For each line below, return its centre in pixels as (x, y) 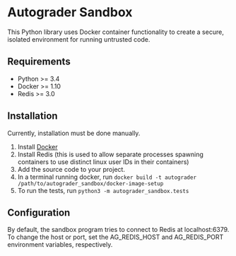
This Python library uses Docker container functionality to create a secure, (116, 32)
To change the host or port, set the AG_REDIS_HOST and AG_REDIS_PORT (116, 237)
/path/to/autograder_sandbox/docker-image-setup (90, 184)
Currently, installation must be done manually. (74, 133)
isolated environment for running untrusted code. (79, 39)
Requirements (39, 62)
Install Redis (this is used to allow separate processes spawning (110, 154)
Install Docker (37, 146)
